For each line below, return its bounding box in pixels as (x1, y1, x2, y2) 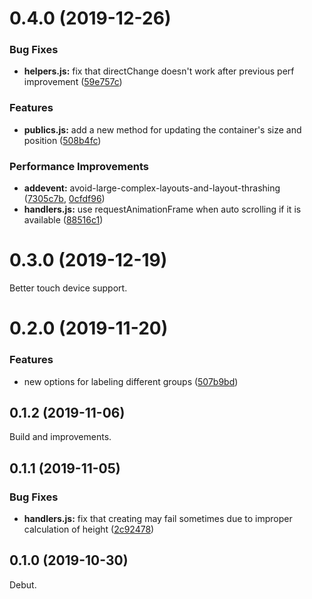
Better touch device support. (9, 282, 128, 294)
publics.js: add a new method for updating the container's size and (23, 123, 302, 136)
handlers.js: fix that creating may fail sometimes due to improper (23, 513, 293, 524)
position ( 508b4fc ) (23, 134, 102, 146)
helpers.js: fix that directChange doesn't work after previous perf (23, 65, 295, 77)
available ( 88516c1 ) (23, 214, 104, 226)
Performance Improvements (9, 159, 150, 173)
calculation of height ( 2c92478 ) (23, 523, 155, 535)
